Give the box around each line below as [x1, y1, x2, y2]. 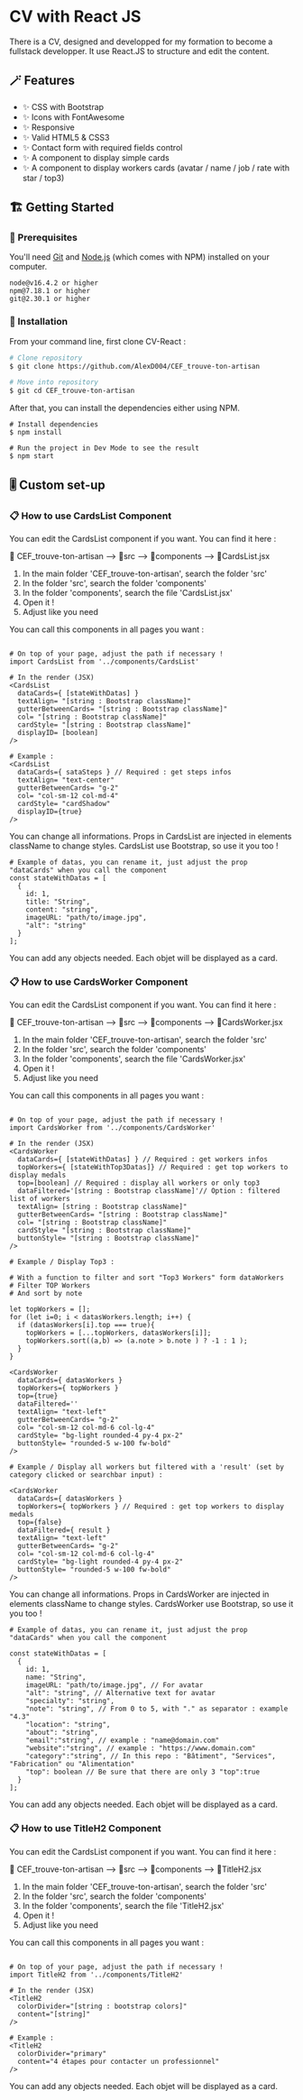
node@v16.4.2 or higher [9, 279, 99, 288]
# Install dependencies [9, 420, 99, 429]
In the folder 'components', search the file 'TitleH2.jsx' [22, 1900, 225, 1911]
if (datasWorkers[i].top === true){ [17, 1321, 155, 1330]
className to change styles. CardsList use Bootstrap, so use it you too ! [9, 840, 279, 851]
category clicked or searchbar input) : [9, 1471, 164, 1480]
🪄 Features [9, 73, 75, 88]
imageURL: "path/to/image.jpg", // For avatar [25, 1681, 204, 1690]
